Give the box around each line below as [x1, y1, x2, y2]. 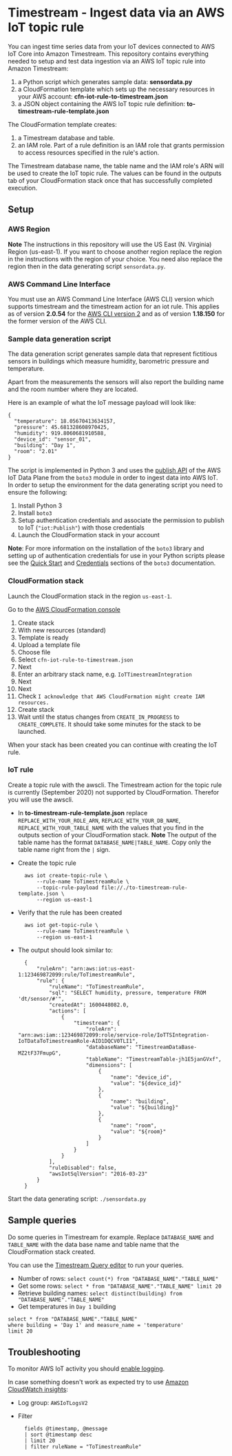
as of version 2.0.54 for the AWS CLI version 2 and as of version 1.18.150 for [8, 309, 225, 318]
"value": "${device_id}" [110, 1079, 182, 1087]
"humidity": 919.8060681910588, [14, 430, 107, 437]
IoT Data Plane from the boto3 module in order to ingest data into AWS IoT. [8, 474, 219, 482]
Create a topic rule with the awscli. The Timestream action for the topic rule [8, 781, 222, 789]
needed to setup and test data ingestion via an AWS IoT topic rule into [8, 57, 206, 65]
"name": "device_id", [110, 1074, 173, 1081]
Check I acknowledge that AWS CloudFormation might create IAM [17, 692, 205, 700]
